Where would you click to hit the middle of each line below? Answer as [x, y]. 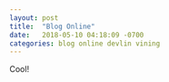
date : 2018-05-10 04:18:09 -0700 [77, 35]
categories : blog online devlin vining [85, 43]
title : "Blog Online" [52, 26]
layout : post [34, 18]
